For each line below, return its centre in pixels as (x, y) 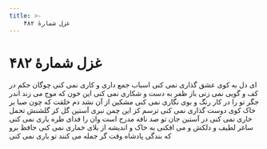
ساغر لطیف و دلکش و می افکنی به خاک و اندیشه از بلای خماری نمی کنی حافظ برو (132, 127)
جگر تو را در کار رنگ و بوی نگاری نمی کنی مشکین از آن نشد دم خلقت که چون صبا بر (134, 102)
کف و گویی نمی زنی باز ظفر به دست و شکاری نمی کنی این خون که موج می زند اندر (134, 94)
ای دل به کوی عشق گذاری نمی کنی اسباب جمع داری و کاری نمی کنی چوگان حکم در (133, 85)
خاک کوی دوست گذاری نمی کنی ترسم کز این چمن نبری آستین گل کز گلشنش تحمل (133, 111)
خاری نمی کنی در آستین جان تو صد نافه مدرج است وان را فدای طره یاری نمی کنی (131, 119)
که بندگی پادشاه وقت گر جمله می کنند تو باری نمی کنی (90, 136)
